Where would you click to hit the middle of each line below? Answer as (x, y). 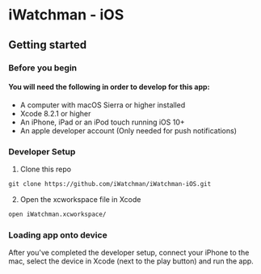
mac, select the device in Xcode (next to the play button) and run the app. (131, 261)
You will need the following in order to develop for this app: (109, 87)
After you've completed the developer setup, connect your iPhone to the (129, 253)
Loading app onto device (58, 234)
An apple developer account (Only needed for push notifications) (128, 130)
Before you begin (43, 68)
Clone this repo (45, 169)
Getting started (48, 45)
